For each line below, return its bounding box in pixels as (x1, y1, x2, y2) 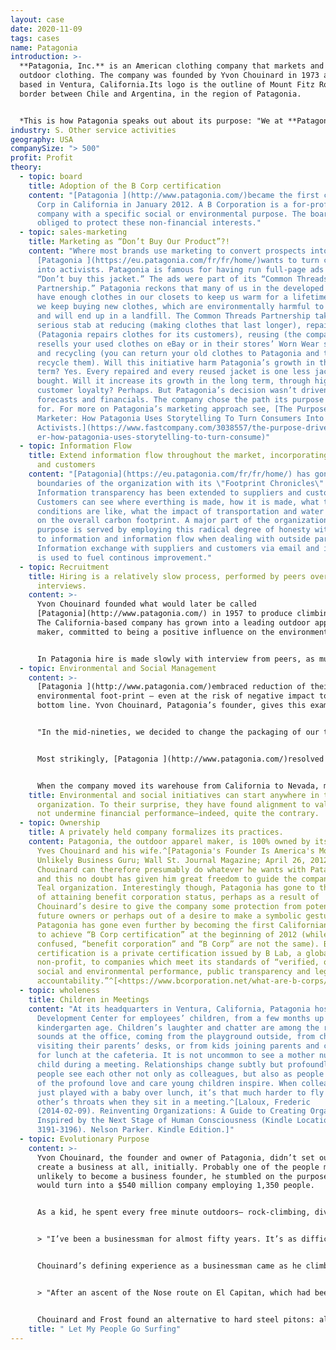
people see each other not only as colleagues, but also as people (36, 1069, 325, 1079)
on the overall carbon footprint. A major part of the (36, 516, 271, 526)
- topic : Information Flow (19, 441, 132, 451)
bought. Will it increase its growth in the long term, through (36, 376, 311, 386)
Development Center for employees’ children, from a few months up (36, 1013, 325, 1023)
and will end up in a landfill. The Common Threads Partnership (36, 311, 311, 321)
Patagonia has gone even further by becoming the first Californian (36, 920, 329, 930)
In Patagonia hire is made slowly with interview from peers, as (36, 654, 315, 664)
